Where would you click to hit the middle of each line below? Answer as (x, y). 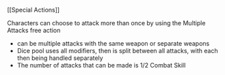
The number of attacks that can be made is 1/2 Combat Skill (101, 65)
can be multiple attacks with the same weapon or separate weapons (113, 43)
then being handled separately (60, 58)
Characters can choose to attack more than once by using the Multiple (106, 23)
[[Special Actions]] (34, 10)
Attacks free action (34, 30)
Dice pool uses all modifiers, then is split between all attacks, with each (117, 51)
